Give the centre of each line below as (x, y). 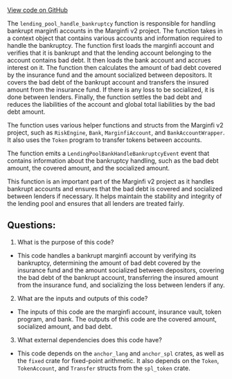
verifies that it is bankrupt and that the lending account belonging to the (109, 53)
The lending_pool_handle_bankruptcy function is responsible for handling (111, 23)
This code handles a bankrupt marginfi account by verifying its (107, 255)
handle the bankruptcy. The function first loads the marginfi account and (111, 45)
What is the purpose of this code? (65, 242)
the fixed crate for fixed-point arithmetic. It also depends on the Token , (118, 360)
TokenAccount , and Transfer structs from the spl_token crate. (104, 368)
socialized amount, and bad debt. (65, 326)
